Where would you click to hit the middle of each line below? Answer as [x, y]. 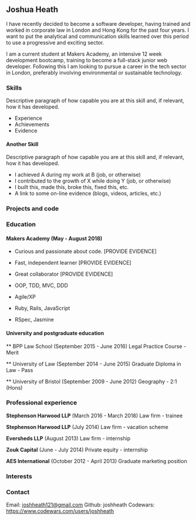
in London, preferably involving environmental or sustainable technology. [94, 72]
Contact [18, 492]
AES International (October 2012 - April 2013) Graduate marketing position [97, 461]
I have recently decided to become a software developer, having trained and [98, 23]
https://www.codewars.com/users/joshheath [60, 511]
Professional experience [42, 403]
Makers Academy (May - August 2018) [54, 238]
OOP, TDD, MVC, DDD [41, 286]
